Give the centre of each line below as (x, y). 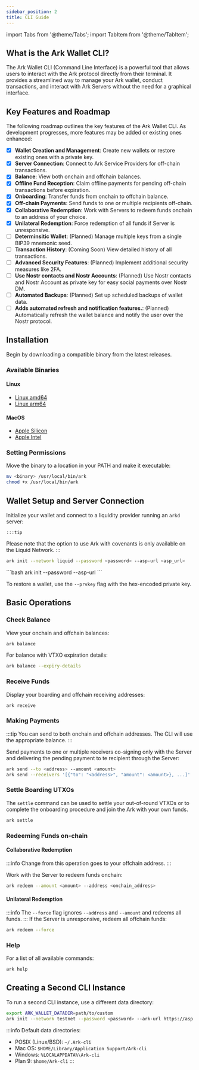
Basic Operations (39, 603)
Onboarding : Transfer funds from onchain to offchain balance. (91, 196)
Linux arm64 (30, 404)
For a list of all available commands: (50, 958)
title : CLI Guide (28, 17)
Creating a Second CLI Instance (66, 988)
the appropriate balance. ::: (39, 740)
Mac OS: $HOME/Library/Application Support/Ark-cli (81, 1048)
